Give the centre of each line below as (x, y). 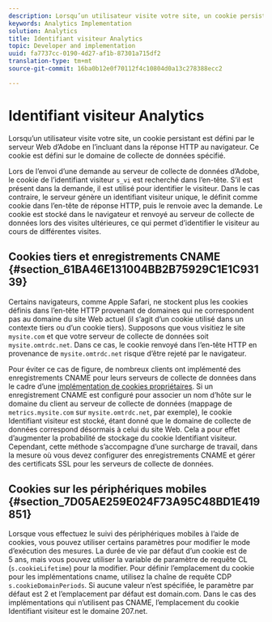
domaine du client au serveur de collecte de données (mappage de (120, 403)
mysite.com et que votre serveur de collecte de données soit (108, 336)
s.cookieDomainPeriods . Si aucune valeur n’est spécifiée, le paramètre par (131, 586)
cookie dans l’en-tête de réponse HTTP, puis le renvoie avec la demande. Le (136, 205)
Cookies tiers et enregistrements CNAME (115, 257)
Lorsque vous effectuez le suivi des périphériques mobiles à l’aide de (124, 534)
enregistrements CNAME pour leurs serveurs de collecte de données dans (132, 377)
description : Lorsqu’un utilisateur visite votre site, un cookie (123, 16)
